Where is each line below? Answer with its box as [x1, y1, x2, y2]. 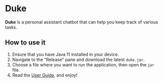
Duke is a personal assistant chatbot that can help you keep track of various [5, 19, 159, 25]
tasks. [5, 24, 18, 30]
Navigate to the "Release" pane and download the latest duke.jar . [12, 57, 145, 62]
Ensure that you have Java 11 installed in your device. [12, 51, 119, 57]
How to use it [5, 39, 46, 47]
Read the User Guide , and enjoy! [12, 72, 78, 78]
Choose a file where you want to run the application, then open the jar [12, 62, 155, 67]
